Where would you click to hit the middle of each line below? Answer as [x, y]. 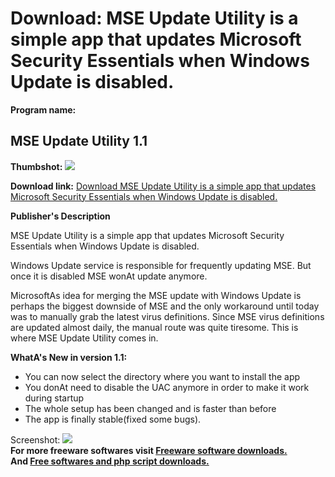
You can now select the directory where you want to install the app [162, 376]
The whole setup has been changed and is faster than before [150, 408]
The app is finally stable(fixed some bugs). [113, 419]
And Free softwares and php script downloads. [110, 461]
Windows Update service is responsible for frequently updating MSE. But [161, 265]
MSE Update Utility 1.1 [79, 141]
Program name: [43, 109]
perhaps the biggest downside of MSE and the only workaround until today [165, 306]
